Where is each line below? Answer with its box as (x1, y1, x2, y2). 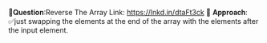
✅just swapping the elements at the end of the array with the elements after (8, 17, 259, 25)
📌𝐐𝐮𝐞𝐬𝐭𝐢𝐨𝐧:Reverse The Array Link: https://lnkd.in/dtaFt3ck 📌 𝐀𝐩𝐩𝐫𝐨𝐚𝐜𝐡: (8, 8, 249, 17)
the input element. (8, 25, 69, 35)
